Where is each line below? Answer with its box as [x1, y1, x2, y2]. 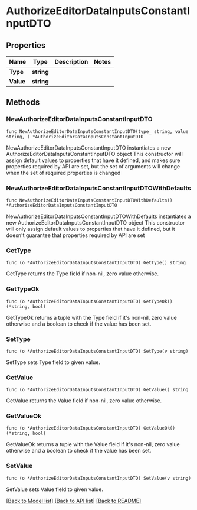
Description [54, 58, 88, 66]
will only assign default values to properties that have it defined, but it [6, 225, 175, 232]
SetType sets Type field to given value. [6, 359, 100, 366]
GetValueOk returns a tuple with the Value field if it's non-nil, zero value [6, 441, 180, 448]
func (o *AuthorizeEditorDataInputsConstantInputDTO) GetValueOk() [6, 425, 176, 431]
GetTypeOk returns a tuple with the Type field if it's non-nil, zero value [6, 314, 177, 321]
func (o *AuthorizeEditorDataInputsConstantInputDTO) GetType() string [6, 260, 186, 266]
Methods [6, 98, 40, 108]
